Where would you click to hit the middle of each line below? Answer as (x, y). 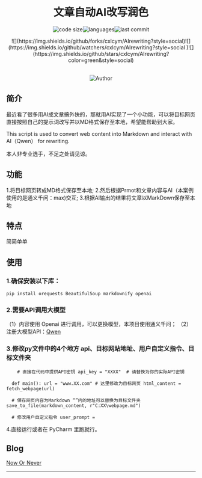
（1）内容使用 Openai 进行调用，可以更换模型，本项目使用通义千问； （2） (99, 324)
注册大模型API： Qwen (34, 332)
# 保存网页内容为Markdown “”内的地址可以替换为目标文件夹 (76, 400)
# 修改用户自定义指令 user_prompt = (53, 417)
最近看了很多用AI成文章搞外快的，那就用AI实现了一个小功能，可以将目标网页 (101, 114)
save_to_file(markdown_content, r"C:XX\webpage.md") (74, 406)
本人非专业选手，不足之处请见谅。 (48, 153)
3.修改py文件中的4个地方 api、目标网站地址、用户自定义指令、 (97, 349)
